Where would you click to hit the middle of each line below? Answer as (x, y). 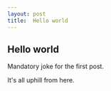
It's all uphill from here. (41, 80)
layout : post (27, 14)
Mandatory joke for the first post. (56, 66)
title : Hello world (38, 21)
